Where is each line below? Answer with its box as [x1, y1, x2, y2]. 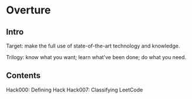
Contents [6, 71, 41, 81]
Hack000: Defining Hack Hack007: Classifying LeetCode [6, 86, 143, 93]
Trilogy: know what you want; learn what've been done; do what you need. [6, 54, 186, 60]
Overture [6, 4, 51, 17]
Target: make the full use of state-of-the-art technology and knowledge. [6, 42, 180, 49]
